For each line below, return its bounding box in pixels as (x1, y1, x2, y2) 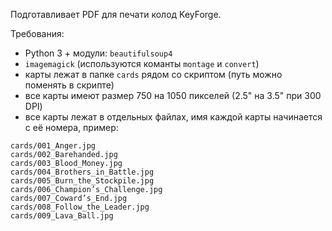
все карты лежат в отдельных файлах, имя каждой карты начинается (24, 111, 323, 123)
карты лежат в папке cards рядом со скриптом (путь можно (24, 69, 283, 80)
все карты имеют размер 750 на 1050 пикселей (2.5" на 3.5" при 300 (24, 90, 322, 101)
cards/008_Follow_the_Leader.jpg (10, 202, 150, 212)
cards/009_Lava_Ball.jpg (10, 211, 114, 221)
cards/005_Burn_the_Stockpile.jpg (10, 176, 155, 186)
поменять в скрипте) (24, 79, 115, 91)
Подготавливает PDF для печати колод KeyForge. (10, 9, 222, 20)
